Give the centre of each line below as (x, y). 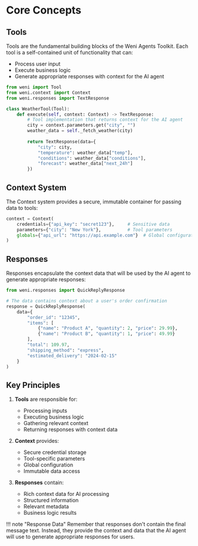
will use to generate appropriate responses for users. (70, 537)
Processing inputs (45, 411)
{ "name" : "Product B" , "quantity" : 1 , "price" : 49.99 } (106, 334)
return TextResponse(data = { (62, 142)
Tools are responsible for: (46, 399)
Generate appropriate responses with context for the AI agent (89, 76)
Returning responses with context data (70, 430)
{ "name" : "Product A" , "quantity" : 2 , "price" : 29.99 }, (108, 328)
